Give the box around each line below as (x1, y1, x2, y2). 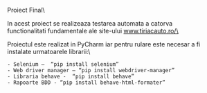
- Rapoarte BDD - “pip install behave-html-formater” (7, 79, 166, 86)
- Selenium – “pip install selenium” (7, 61, 119, 68)
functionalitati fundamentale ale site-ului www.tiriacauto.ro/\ (7, 27, 179, 35)
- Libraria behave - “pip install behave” (7, 73, 135, 80)
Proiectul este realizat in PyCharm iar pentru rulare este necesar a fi (7, 40, 201, 48)
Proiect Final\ (7, 6, 45, 14)
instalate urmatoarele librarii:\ (7, 48, 91, 56)
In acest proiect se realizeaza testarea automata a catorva (7, 19, 173, 27)
